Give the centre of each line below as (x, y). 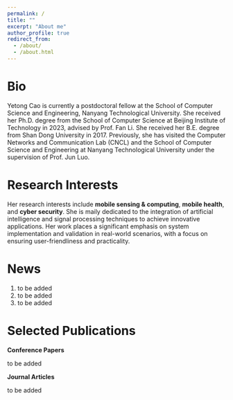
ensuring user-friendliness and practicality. (69, 241)
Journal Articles (31, 376)
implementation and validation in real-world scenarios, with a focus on (107, 233)
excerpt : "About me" (37, 26)
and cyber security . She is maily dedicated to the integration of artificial (110, 211)
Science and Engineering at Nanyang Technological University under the (111, 149)
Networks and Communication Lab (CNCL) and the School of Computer (110, 142)
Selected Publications (72, 330)
